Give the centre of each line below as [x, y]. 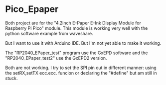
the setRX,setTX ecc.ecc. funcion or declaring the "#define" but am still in [81, 73]
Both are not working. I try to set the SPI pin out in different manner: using [81, 68]
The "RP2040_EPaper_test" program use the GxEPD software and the [77, 53]
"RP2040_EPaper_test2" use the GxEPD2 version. [56, 58]
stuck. [11, 78]
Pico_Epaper [32, 9]
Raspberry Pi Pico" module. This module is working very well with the [77, 28]
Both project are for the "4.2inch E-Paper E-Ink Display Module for [73, 23]
